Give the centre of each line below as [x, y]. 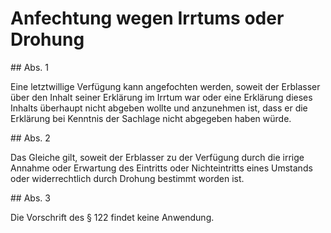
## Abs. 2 [30, 138]
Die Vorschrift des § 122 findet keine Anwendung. [112, 217]
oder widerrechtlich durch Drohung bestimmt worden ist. [127, 178]
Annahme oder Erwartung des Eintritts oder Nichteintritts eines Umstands [161, 168]
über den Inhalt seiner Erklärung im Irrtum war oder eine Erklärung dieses [161, 97]
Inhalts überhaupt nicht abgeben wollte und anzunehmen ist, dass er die [159, 108]
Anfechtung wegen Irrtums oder [147, 18]
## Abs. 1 [29, 67]
